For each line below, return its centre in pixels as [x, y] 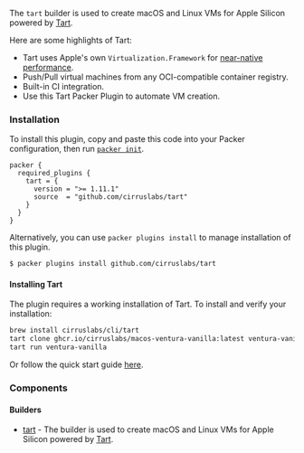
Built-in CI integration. [63, 86]
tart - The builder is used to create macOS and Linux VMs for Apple [148, 429]
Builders [26, 410]
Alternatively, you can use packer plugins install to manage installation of [150, 238]
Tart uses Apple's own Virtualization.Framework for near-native [142, 57]
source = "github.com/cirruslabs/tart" [110, 197]
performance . [48, 67]
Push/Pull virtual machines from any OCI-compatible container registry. [156, 77]
